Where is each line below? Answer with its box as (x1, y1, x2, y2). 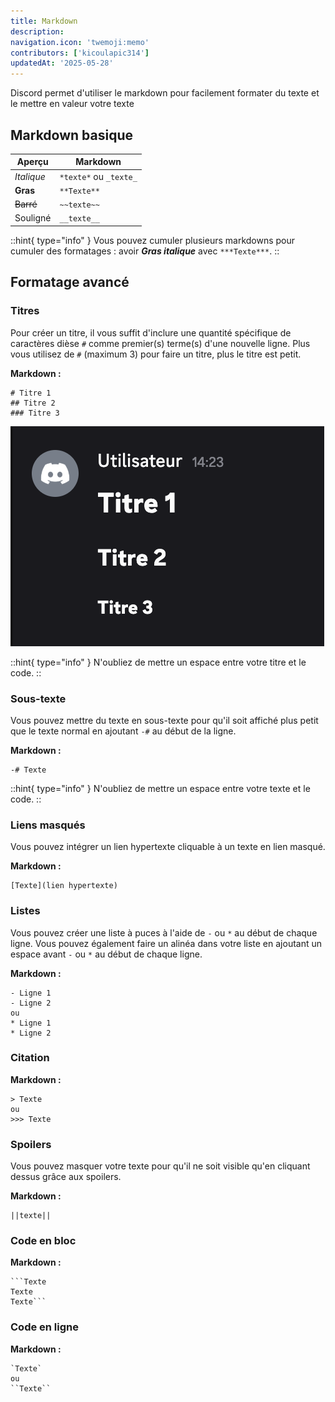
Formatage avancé (10, 274, 130, 291)
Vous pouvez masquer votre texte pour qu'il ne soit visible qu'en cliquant (10, 1160, 311, 1172)
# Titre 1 (10, 388, 52, 398)
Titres (10, 304, 40, 318)
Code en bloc (10, 1234, 77, 1248)
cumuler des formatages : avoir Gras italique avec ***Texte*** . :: (10, 245, 280, 257)
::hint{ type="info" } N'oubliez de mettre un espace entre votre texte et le (10, 782, 311, 794)
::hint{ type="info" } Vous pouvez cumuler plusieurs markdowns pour (10, 234, 296, 246)
